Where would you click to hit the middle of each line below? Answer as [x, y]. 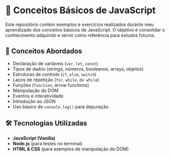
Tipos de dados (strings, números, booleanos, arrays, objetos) [78, 69]
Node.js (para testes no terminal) [48, 143]
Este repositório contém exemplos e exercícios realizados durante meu [80, 24]
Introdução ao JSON [34, 101]
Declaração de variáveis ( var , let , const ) [55, 64]
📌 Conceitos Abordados [44, 51]
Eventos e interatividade [38, 96]
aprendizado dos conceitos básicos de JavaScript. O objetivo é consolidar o [85, 29]
